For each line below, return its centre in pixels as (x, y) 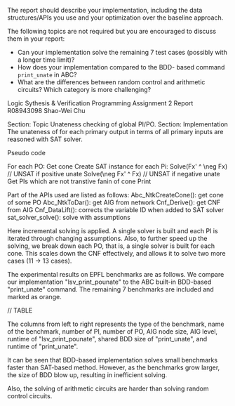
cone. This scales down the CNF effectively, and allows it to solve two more (116, 253)
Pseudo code (26, 153)
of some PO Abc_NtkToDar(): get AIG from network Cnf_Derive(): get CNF (114, 202)
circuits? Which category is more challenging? (84, 90)
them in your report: (36, 39)
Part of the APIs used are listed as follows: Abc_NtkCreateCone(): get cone (116, 195)
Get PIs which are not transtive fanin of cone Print (79, 181)
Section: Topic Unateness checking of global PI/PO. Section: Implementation (117, 124)
